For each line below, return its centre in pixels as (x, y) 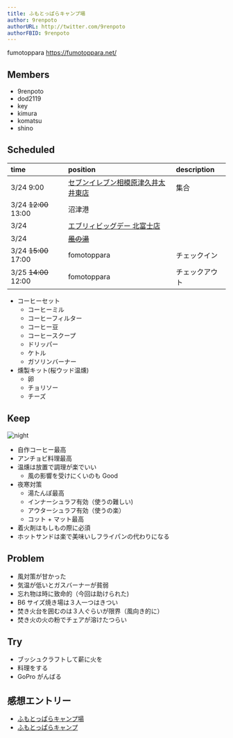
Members (28, 75)
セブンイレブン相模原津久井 (113, 183)
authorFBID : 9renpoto (38, 33)
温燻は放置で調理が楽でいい (57, 467)
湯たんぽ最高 (46, 493)
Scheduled (31, 150)
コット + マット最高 (56, 519)
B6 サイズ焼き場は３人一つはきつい (68, 602)
